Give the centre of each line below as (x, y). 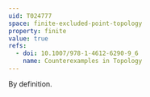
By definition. (30, 84)
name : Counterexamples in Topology (83, 61)
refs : (17, 46)
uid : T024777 (30, 16)
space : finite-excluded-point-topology (75, 23)
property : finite (37, 31)
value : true (28, 38)
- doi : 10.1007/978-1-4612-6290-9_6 (77, 53)
